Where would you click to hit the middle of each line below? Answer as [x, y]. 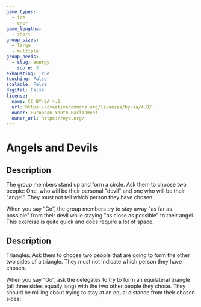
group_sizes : [23, 40]
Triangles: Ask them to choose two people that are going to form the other [98, 255]
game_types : [21, 12]
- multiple [25, 51]
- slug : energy [31, 62]
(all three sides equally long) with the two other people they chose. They [96, 286]
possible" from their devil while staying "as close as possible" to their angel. [100, 216]
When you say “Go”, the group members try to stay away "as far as [89, 209]
